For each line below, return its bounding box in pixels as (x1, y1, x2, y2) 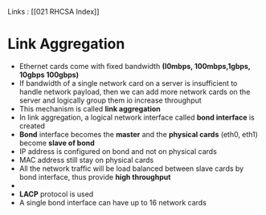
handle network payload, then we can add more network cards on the (18, 87, 251, 96)
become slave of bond (18, 138, 96, 148)
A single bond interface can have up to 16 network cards (18, 197, 207, 207)
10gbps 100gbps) (18, 70, 80, 79)
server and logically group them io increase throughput (18, 95, 202, 105)
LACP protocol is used (18, 189, 94, 199)
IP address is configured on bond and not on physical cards (18, 146, 218, 156)
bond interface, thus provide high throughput (18, 172, 171, 181)
